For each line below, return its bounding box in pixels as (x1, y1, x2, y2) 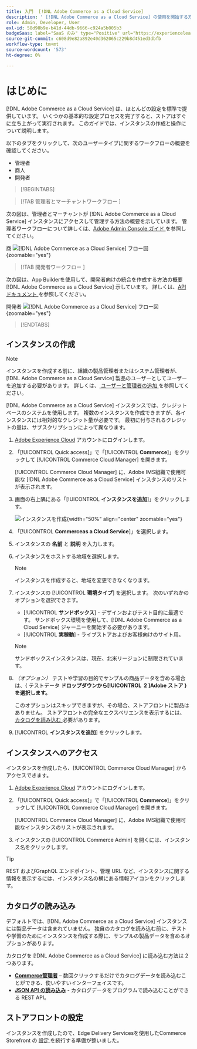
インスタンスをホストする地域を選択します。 (14, 553, 122, 560)
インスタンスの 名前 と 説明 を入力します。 (14, 540, 118, 547)
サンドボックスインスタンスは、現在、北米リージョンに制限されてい (14, 655, 179, 662)
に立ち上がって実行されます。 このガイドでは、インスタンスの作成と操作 (6, 120, 182, 127)
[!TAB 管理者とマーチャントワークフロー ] (20, 198, 121, 205)
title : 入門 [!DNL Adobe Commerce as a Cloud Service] (6, 8, 144, 15)
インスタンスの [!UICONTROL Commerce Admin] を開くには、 (14, 837, 165, 844)
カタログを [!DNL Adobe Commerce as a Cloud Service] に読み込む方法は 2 (6, 952, 189, 959)
